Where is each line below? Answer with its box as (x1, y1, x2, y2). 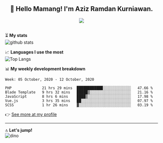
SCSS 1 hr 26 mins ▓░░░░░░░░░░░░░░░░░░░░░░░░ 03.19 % (5, 103, 153, 107)
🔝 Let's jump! (5, 127, 33, 133)
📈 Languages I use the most (5, 49, 64, 55)
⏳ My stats (5, 32, 28, 38)
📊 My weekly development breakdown (5, 66, 86, 71)
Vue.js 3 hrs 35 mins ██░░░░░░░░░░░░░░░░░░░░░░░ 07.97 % (5, 98, 153, 103)
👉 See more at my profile (5, 111, 57, 117)
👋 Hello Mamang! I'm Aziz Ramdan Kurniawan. (10, 5, 153, 13)
